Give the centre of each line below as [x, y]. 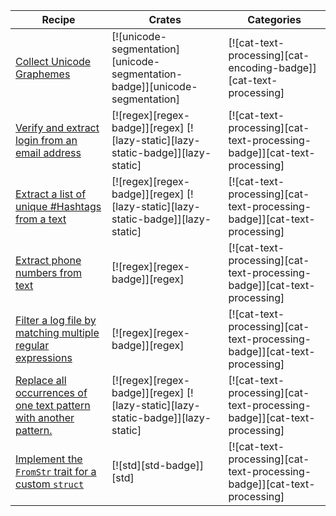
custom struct [50, 484]
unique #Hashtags [58, 206]
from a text [41, 219]
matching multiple [57, 332]
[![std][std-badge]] [157, 465]
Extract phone [48, 260]
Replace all [41, 380]
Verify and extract [57, 127]
